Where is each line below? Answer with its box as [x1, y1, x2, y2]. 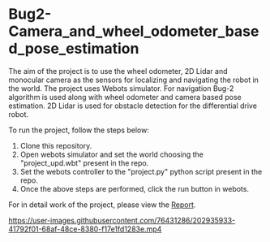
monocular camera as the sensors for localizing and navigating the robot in [8, 75, 259, 84]
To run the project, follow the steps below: [8, 125, 150, 135]
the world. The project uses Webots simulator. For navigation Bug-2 [8, 83, 234, 93]
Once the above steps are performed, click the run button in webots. [19, 184, 250, 193]
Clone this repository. [19, 140, 92, 150]
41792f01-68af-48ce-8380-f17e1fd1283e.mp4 [8, 224, 162, 234]
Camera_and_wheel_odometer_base [8, 22, 259, 41]
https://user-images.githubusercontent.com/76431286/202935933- [8, 215, 236, 225]
